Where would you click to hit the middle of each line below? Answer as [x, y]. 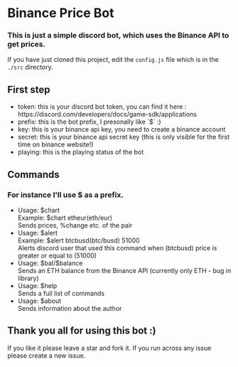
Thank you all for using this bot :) [82, 331]
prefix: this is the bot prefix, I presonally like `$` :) [89, 122]
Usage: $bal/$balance [50, 263]
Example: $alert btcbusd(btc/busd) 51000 [79, 240]
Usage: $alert [38, 233]
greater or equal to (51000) [57, 255]
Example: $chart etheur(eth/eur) [65, 218]
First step [29, 89]
